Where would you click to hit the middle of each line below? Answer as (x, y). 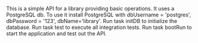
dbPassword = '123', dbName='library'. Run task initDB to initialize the (92, 21)
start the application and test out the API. (56, 34)
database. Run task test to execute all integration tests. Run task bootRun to (99, 27)
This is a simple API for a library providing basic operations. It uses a (90, 9)
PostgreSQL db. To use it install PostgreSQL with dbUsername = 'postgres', (99, 15)
